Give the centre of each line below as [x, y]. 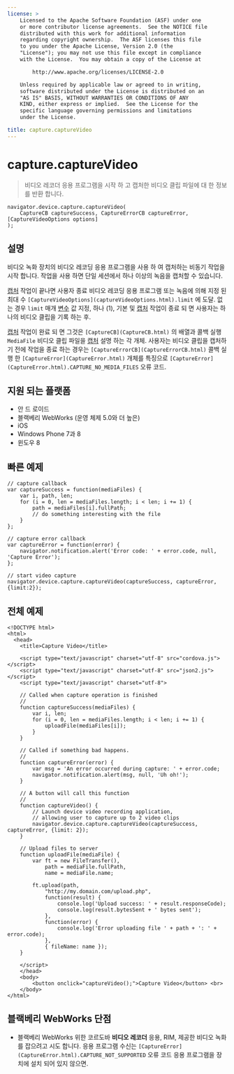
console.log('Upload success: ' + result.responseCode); [142, 904]
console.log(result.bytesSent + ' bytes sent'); [129, 910]
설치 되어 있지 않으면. [59, 1063]
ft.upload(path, [56, 885]
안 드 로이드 [34, 409]
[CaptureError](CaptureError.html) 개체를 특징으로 [95, 358]
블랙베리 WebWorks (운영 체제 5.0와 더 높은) [79, 418]
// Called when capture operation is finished [89, 695]
